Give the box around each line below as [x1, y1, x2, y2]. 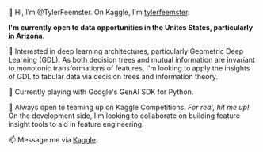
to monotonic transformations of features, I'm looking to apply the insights [8, 63, 250, 73]
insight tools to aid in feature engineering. [8, 120, 144, 128]
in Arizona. [8, 32, 45, 40]
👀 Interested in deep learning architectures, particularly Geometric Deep [8, 47, 244, 55]
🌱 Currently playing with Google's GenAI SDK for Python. [8, 87, 194, 97]
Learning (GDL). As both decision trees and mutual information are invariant [8, 55, 256, 64]
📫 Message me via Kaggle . [8, 135, 98, 144]
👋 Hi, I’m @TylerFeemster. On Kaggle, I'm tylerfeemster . [8, 8, 190, 17]
